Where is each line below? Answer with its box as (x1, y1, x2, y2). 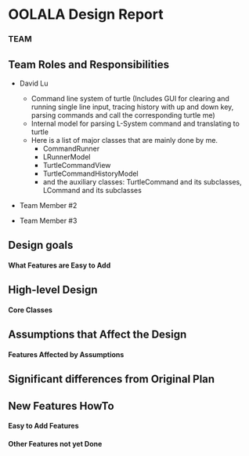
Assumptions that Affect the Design (8, 328, 187, 341)
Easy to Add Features (8, 421, 80, 431)
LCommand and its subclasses (42, 185, 143, 195)
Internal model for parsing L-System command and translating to (31, 119, 240, 128)
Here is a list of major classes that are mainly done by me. (31, 135, 218, 144)
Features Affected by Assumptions (8, 349, 125, 359)
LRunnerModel (42, 151, 91, 162)
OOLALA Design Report (8, 5, 164, 24)
